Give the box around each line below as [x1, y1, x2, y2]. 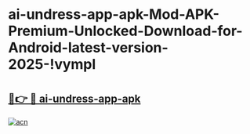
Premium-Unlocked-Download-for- [8, 22, 243, 40]
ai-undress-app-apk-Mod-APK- [8, 5, 219, 24]
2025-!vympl [8, 56, 96, 74]
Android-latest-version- [8, 39, 168, 56]
